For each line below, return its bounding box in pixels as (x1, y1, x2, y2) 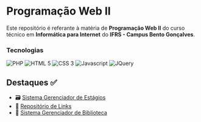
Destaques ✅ (6, 77, 57, 87)
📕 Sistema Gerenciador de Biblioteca (15, 109, 108, 117)
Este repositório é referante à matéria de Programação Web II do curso (6, 24, 185, 32)
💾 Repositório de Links (15, 103, 72, 110)
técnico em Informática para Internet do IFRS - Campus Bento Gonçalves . (6, 30, 196, 38)
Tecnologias (6, 46, 44, 54)
